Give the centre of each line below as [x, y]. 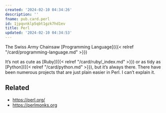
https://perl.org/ [29, 100]
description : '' [22, 14]
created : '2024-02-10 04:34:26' [39, 10]
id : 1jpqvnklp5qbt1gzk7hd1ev [35, 24]
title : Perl [17, 28]
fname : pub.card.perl [28, 19]
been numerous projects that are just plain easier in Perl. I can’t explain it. [80, 72]
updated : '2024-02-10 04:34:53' [39, 33]
